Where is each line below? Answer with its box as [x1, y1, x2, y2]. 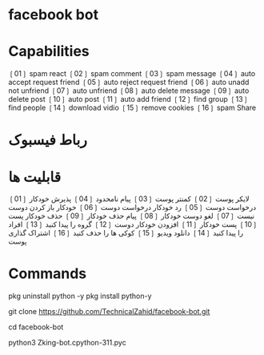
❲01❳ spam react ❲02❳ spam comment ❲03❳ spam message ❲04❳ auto [8, 69, 256, 79]
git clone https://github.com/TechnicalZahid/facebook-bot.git [8, 307, 210, 317]
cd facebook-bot [8, 322, 64, 332]
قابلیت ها [8, 167, 62, 186]
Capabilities [8, 42, 90, 61]
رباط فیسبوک [8, 131, 88, 149]
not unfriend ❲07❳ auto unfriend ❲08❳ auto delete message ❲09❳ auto [8, 86, 250, 95]
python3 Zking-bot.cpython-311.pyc [8, 338, 126, 348]
